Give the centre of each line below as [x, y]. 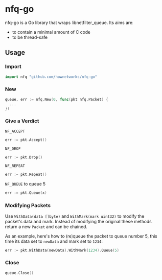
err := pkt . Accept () [26, 140]
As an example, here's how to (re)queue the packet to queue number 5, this [81, 236]
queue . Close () [20, 273]
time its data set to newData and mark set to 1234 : [54, 241]
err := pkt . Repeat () [26, 175]
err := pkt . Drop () [24, 157]
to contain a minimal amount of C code [51, 32]
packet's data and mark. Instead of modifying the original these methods [78, 221]
